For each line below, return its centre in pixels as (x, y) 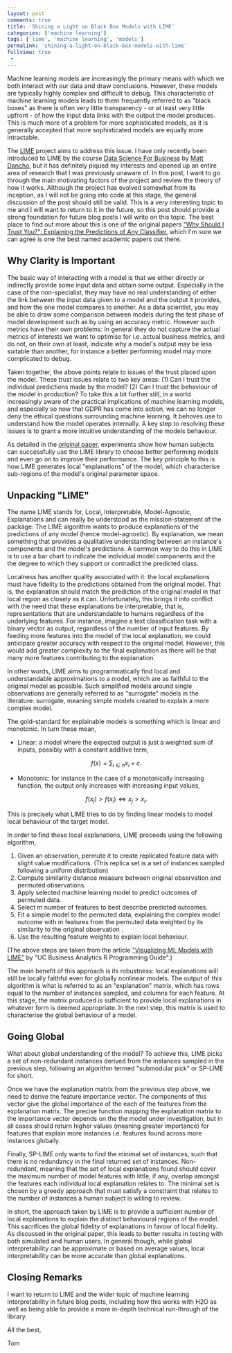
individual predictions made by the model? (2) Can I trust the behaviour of (113, 387)
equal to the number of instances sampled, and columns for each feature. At (116, 993)
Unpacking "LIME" (48, 495)
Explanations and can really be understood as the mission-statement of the (114, 520)
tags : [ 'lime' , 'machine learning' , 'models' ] (75, 39)
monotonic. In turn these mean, (52, 729)
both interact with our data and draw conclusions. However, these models (113, 86)
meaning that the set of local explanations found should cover (128, 1169)
